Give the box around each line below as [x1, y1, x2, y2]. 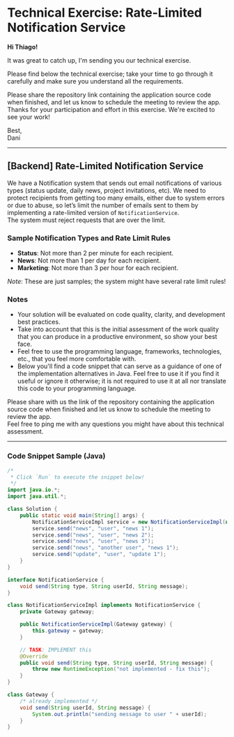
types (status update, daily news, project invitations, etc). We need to [7, 186, 206, 194]
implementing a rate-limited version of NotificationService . [7, 208, 180, 216]
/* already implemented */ [19, 697, 98, 704]
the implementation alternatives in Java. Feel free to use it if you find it [17, 370, 219, 378]
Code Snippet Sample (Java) [7, 451, 106, 461]
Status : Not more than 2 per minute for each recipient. [17, 249, 174, 257]
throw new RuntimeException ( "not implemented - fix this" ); [32, 666, 210, 673]
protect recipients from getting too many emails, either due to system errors [7, 193, 225, 202]
